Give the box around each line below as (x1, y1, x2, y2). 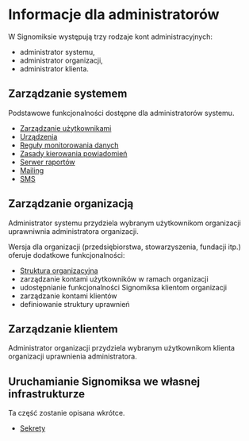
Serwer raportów (19, 157, 75, 167)
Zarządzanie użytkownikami (19, 123, 112, 132)
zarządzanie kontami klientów (19, 291, 117, 301)
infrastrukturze (8, 387, 86, 401)
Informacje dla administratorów (8, 6, 220, 24)
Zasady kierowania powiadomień (19, 148, 128, 158)
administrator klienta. (19, 63, 90, 73)
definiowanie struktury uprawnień (19, 299, 130, 309)
